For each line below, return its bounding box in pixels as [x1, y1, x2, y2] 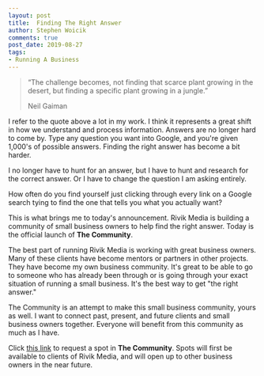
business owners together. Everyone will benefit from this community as [8, 319, 243, 329]
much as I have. [8, 328, 60, 337]
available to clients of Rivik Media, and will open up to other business [8, 351, 233, 361]
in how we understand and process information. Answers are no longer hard [8, 124, 257, 135]
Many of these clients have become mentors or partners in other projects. [8, 253, 249, 263]
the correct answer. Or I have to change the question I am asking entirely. [8, 173, 247, 183]
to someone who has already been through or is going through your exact [8, 270, 248, 279]
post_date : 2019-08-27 [8, 41, 83, 49]
